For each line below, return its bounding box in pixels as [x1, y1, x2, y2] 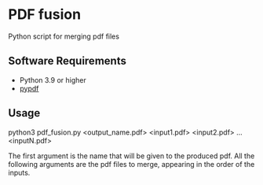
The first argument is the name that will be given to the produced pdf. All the [8, 151, 255, 161]
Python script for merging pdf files [8, 31, 120, 41]
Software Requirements [8, 54, 127, 68]
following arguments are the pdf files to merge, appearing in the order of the [8, 159, 255, 168]
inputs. [8, 168, 31, 177]
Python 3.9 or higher [19, 75, 86, 84]
